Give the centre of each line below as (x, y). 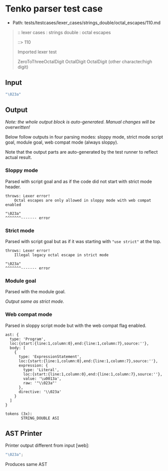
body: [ (18, 348)
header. (13, 187)
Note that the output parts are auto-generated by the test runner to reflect (81, 152)
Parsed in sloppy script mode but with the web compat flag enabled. (76, 325)
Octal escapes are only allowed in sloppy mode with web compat (83, 200)
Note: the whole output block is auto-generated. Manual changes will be (80, 122)
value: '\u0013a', (42, 379)
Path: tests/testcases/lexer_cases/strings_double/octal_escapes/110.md (87, 23)
